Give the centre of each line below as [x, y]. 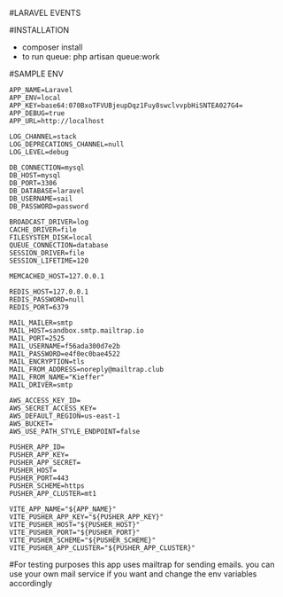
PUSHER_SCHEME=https [47, 486]
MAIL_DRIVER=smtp [41, 385]
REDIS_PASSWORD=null [47, 300]
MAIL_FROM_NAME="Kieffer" [57, 377]
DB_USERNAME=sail [41, 199]
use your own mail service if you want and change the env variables [133, 574]
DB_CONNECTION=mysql [47, 168]
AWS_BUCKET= [31, 424]
